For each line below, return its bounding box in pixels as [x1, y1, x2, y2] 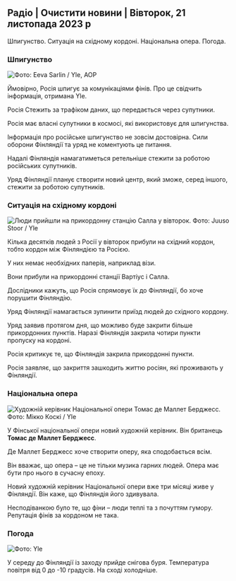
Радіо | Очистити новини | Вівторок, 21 [7, 7, 186, 19]
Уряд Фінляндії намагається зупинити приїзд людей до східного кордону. [7, 307, 229, 316]
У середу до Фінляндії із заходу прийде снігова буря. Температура [7, 558, 209, 566]
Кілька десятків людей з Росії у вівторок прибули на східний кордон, [7, 237, 215, 246]
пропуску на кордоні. [7, 336, 72, 345]
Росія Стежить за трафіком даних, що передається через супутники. [7, 105, 216, 114]
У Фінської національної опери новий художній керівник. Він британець [7, 426, 223, 435]
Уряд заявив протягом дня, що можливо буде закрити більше [7, 321, 193, 329]
